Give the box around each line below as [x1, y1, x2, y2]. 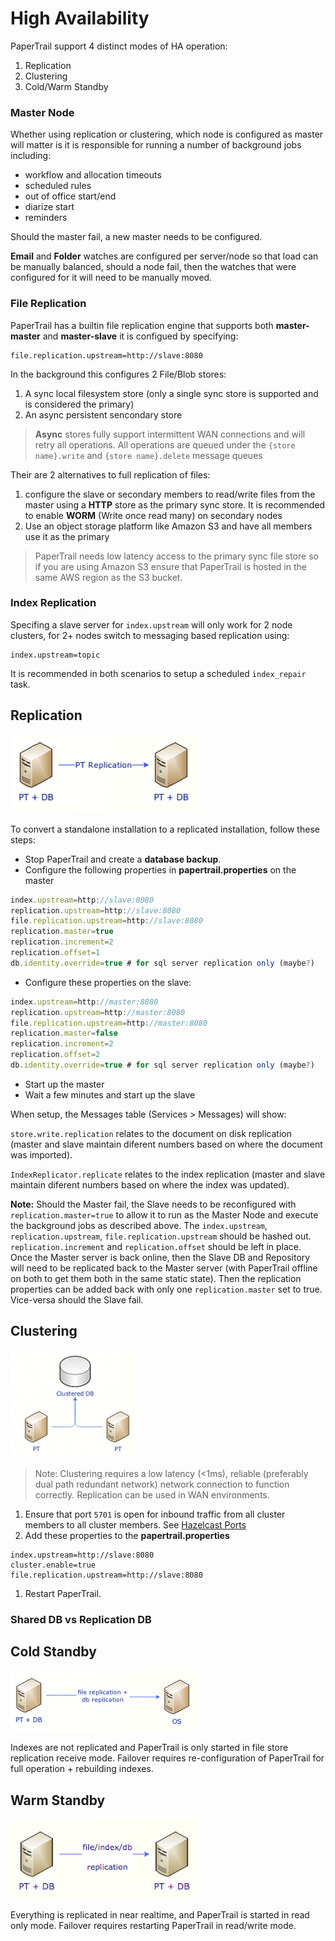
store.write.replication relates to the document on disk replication [10, 1127, 292, 1139]
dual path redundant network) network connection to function [34, 1478, 290, 1490]
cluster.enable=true [10, 1560, 97, 1570]
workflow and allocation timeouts [24, 169, 162, 181]
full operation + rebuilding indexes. [10, 1763, 154, 1775]
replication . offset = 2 [10, 1050, 101, 1060]
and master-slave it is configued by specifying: [42, 330, 239, 342]
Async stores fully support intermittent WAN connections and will [34, 428, 306, 440]
